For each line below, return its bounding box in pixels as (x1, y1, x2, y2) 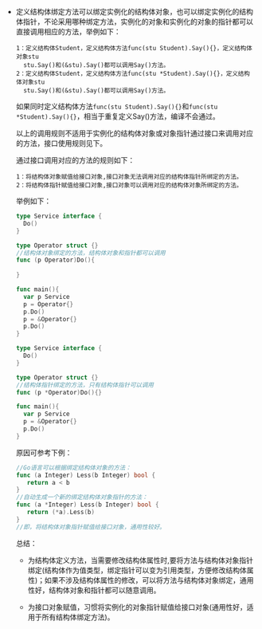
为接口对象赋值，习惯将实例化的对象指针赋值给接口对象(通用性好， (27, 602, 247, 611)
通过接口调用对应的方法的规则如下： (15, 155, 135, 165)
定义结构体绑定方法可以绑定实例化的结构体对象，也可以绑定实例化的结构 (15, 7, 253, 16)
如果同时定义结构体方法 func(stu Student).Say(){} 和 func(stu (15, 102, 218, 111)
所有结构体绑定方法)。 (41, 612, 115, 622)
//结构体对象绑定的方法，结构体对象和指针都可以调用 (15, 249, 166, 257)
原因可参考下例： (15, 447, 72, 457)
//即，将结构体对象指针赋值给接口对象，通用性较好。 (15, 523, 166, 531)
